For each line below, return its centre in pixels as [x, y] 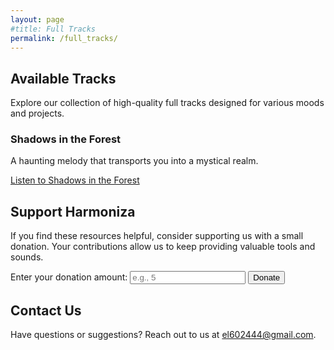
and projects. [37, 113]
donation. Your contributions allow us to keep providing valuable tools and [163, 247]
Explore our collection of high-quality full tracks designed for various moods [167, 103]
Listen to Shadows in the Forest [75, 180]
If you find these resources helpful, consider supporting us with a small [157, 236]
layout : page [37, 19]
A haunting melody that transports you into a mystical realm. [134, 161]
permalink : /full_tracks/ [64, 38]
